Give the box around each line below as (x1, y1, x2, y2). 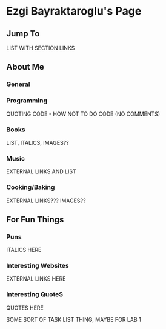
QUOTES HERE (6, 304, 44, 311)
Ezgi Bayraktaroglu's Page (6, 4, 142, 18)
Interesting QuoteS (6, 290, 64, 299)
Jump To (6, 28, 40, 39)
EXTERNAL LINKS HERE (6, 275, 66, 282)
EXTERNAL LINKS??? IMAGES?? (6, 197, 86, 204)
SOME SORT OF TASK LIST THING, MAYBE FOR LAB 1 (6, 316, 141, 323)
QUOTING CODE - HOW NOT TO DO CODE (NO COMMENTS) (6, 110, 161, 118)
